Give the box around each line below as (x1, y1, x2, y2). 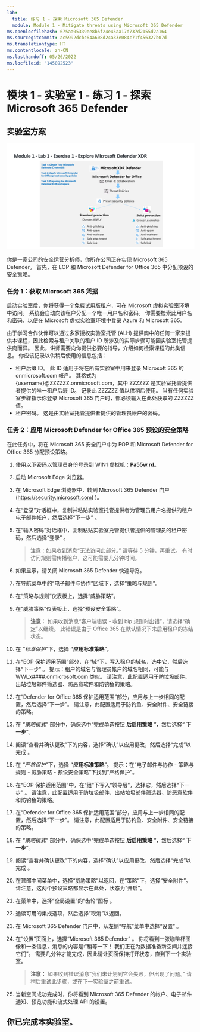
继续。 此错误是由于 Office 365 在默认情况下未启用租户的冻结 (43, 625, 194, 632)
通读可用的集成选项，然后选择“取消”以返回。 (15, 909, 125, 917)
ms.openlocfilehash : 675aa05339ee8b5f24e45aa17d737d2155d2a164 (7, 29, 167, 35)
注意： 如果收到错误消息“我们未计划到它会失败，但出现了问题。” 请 (30, 970, 192, 977)
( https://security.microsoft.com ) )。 (15, 494, 103, 501)
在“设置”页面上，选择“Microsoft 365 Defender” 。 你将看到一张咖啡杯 (15, 935, 186, 942)
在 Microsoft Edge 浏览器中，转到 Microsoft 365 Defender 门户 (15, 486, 170, 493)
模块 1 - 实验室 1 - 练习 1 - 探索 (7, 88, 151, 102)
